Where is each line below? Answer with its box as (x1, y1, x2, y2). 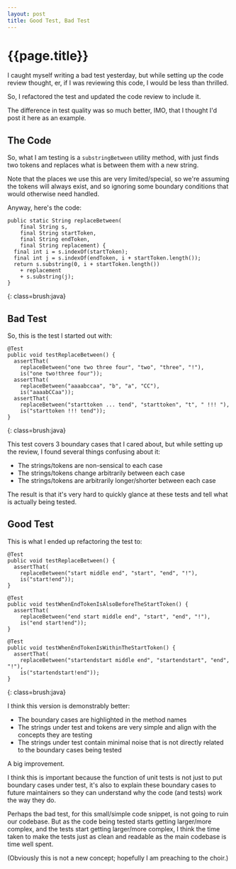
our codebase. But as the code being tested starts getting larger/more (7, 817, 212, 826)
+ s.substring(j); (20, 273, 74, 281)
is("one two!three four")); (20, 370, 103, 378)
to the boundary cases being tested (17, 745, 122, 754)
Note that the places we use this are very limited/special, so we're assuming (7, 175, 230, 183)
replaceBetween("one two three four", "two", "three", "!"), (20, 364, 204, 371)
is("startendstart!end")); (20, 669, 100, 676)
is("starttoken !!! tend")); (20, 407, 106, 415)
